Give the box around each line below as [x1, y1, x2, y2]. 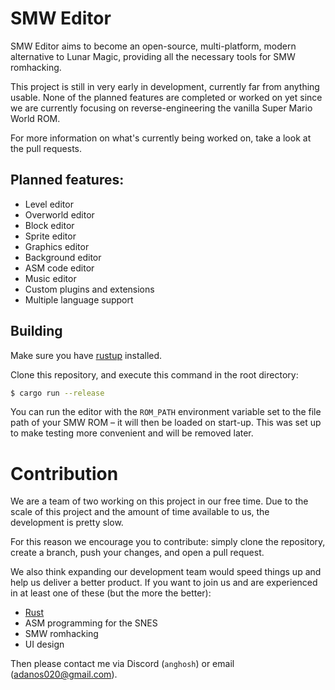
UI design [24, 638, 65, 651]
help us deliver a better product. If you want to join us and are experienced [10, 577, 318, 589]
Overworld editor [24, 208, 95, 221]
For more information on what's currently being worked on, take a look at [10, 132, 312, 144]
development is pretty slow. [10, 517, 124, 529]
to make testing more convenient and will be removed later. [10, 427, 254, 439]
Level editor [24, 198, 74, 210]
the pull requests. [10, 142, 82, 154]
